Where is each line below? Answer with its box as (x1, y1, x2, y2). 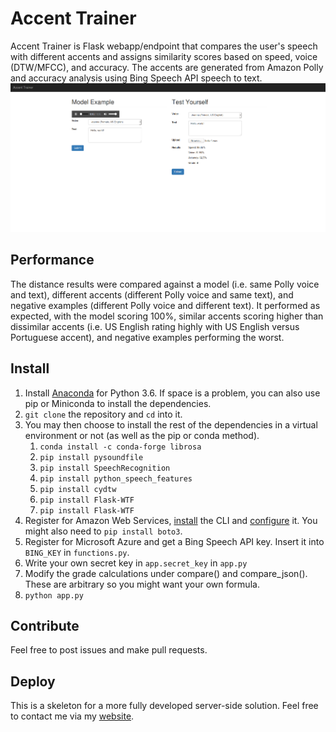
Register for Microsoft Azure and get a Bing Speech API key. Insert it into (24, 535, 325, 547)
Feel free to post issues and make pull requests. (10, 644, 208, 656)
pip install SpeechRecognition (39, 463, 171, 473)
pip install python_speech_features (39, 473, 193, 484)
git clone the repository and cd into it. (24, 408, 183, 420)
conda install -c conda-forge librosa (39, 442, 202, 452)
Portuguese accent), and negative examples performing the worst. (10, 331, 285, 343)
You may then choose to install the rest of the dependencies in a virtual (24, 418, 318, 431)
